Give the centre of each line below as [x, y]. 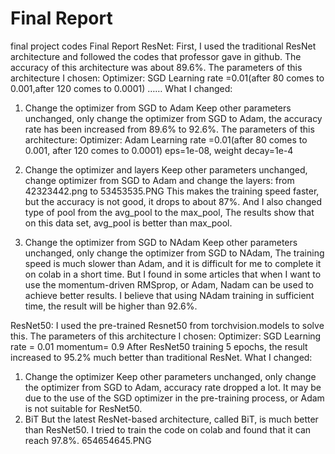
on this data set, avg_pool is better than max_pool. [128, 223]
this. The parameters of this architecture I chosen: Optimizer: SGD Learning [166, 336]
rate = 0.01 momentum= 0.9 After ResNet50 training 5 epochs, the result [159, 346]
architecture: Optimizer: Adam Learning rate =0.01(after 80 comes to [166, 139]
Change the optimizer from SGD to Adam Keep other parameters [158, 108]
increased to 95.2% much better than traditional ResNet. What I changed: [161, 357]
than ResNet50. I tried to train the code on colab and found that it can [168, 429]
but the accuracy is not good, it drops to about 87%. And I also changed [173, 201]
